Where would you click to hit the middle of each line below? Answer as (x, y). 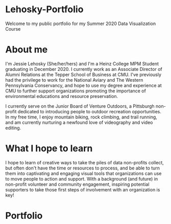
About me (27, 50)
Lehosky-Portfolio (44, 9)
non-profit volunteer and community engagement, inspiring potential (77, 184)
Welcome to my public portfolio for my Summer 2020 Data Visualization (81, 23)
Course (13, 29)
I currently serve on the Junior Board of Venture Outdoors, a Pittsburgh (80, 106)
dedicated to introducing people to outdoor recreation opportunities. (90, 111)
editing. (13, 128)
